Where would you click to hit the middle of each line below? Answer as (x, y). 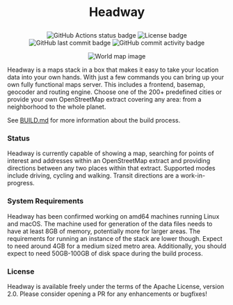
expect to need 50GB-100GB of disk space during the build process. (105, 253)
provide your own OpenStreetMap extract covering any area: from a (104, 100)
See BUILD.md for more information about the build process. (94, 120)
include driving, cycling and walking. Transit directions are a (93, 175)
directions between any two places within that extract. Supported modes (111, 169)
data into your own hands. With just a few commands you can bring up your (116, 77)
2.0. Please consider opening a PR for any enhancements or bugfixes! (107, 294)
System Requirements (46, 201)
